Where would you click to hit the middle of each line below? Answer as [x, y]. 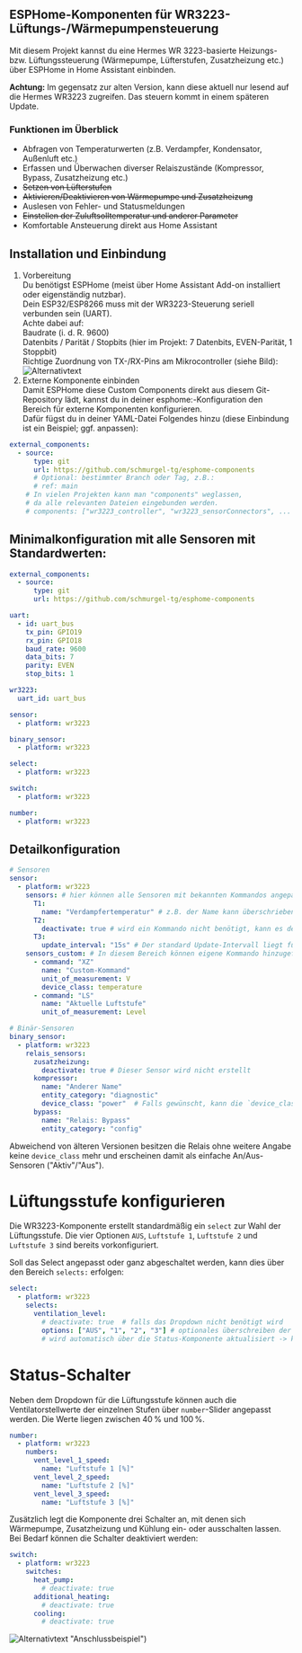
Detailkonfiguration [65, 849]
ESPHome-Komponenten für [91, 15]
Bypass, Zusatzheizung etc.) [75, 178]
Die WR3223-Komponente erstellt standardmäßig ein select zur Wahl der [145, 1226]
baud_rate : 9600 [56, 649]
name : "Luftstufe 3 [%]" [88, 1502]
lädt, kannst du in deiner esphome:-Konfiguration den [164, 399]
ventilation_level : [69, 1314]
